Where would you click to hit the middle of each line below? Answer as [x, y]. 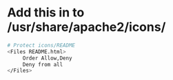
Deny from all [43, 64]
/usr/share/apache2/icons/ [86, 27]
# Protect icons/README [41, 45]
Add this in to [46, 13]
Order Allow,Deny [47, 58]
